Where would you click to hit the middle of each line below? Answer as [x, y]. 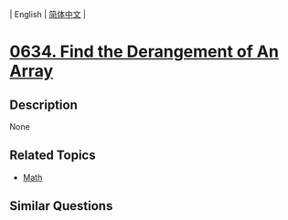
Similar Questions [61, 206]
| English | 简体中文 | [48, 14]
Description [43, 105]
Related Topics [53, 156]
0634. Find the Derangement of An [144, 52]
